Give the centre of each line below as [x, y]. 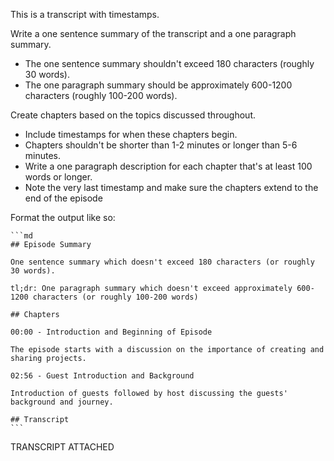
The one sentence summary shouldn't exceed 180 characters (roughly [169, 63]
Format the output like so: [63, 217]
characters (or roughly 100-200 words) [115, 297]
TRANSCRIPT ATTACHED [62, 447]
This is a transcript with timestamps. [85, 14]
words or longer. [58, 177]
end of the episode [63, 198]
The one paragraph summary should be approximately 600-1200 [158, 85]
